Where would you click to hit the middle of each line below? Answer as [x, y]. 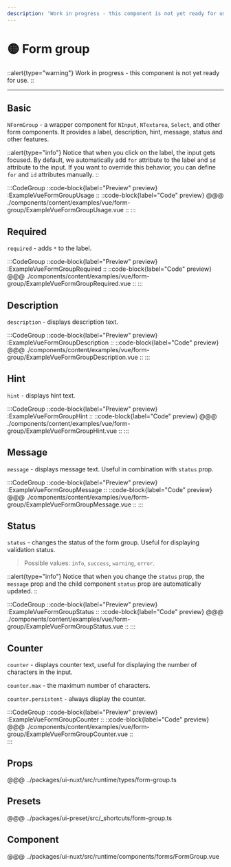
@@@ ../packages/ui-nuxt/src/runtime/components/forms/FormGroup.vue [113, 856]
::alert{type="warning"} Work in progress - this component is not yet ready [113, 72]
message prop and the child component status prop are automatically [104, 584]
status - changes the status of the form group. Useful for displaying [103, 542]
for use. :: [21, 80]
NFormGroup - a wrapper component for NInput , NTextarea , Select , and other [114, 125]
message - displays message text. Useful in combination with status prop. [110, 469]
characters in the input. [40, 672]
